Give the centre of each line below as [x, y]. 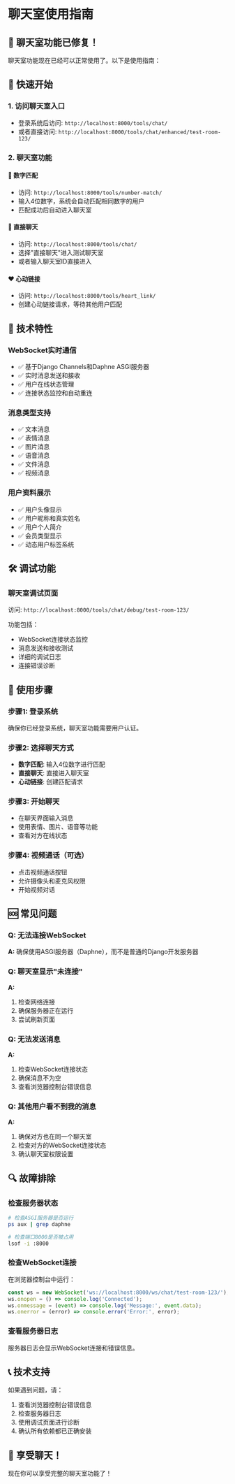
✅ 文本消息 [34, 429]
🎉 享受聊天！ [35, 1455]
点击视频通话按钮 [43, 872]
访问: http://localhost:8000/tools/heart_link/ [87, 296]
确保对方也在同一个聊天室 [55, 1137]
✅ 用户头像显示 [40, 509]
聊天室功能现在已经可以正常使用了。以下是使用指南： [84, 60]
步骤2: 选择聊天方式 [41, 747]
